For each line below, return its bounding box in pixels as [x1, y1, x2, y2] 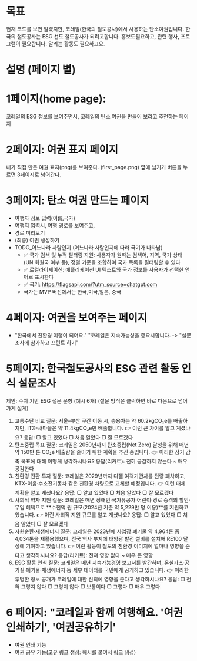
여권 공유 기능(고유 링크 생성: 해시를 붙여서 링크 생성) [14, 649, 136, 656]
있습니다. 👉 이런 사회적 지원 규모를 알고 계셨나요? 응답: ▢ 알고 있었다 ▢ [14, 511, 182, 518]
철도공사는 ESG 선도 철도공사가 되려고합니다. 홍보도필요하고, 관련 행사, [16, 32, 179, 40]
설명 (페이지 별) [6, 63, 76, 77]
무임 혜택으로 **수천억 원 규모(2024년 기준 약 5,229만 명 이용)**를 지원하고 [14, 504, 189, 511]
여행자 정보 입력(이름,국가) [14, 214, 75, 221]
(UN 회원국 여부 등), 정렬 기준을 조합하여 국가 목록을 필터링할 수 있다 [23, 258, 181, 265]
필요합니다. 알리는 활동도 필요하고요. [21, 40, 105, 47]
